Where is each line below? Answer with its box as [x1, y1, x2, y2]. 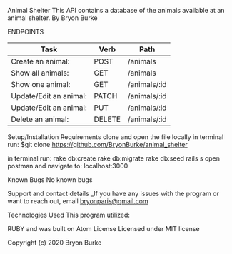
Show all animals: [11, 68, 69, 78]
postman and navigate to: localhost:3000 [7, 162, 128, 170]
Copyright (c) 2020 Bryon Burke [7, 238, 102, 247]
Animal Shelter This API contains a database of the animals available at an [7, 6, 225, 14]
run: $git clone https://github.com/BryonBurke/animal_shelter [7, 141, 188, 148]
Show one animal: [11, 80, 71, 89]
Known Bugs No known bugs [7, 176, 93, 184]
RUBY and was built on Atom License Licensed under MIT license [7, 225, 200, 233]
